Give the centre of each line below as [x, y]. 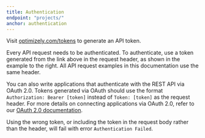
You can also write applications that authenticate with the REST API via [95, 84]
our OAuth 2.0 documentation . [44, 110]
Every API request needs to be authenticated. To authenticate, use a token [100, 53]
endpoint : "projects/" [35, 18]
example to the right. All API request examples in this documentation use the [102, 66]
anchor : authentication [37, 23]
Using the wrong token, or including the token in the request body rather [97, 122]
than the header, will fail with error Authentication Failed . [80, 129]
